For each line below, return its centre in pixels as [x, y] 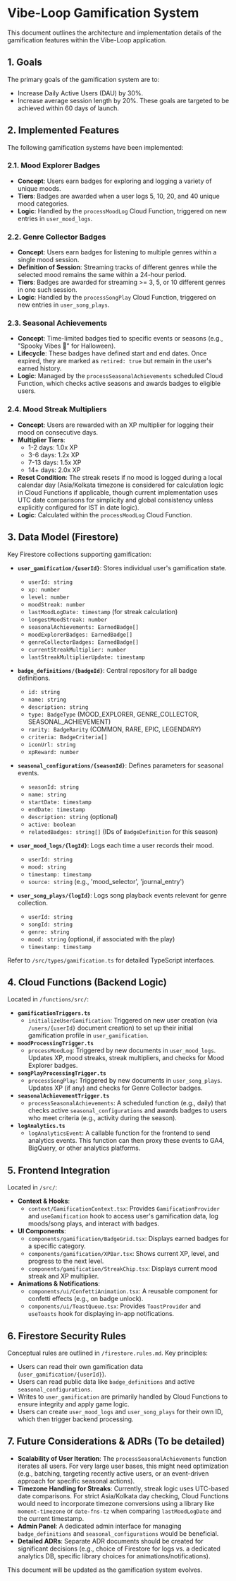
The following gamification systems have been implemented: [95, 147]
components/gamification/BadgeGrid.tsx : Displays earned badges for [128, 1239]
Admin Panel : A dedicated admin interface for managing [99, 1526]
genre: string [49, 932]
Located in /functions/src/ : [48, 999]
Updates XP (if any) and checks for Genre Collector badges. [115, 1088]
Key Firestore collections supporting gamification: [79, 554]
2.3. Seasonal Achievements [57, 323]
